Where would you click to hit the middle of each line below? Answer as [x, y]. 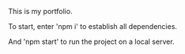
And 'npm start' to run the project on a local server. [92, 41]
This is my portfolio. [40, 11]
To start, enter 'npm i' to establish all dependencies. [93, 26]
